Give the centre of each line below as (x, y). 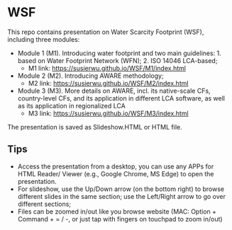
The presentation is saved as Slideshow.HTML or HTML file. (95, 127)
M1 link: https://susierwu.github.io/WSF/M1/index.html (107, 68)
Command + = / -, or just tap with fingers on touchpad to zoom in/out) (120, 219)
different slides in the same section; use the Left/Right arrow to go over (121, 196)
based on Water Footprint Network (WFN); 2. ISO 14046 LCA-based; (117, 60)
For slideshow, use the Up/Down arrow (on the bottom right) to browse (121, 189)
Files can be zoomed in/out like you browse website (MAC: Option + (117, 211)
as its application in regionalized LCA (71, 105)
